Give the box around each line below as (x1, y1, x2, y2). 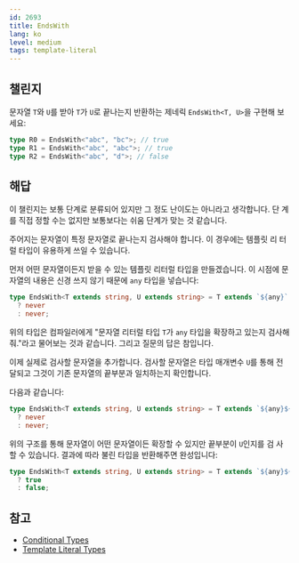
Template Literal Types (21, 544, 107, 555)
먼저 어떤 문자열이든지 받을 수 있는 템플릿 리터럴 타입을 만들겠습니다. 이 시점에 (9, 264, 280, 275)
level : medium (9, 37, 62, 47)
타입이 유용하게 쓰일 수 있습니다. (18, 245, 131, 256)
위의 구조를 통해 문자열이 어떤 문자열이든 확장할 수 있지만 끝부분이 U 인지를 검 (9, 438, 274, 449)
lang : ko (9, 29, 42, 38)
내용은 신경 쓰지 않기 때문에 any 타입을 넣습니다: (32, 275, 199, 286)
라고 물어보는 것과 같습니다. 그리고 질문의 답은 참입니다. (21, 338, 214, 348)
